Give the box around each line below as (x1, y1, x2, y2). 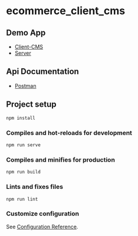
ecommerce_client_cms (6, 4, 126, 18)
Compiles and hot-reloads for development (6, 129, 133, 137)
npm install (6, 115, 35, 121)
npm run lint (6, 196, 38, 202)
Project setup (6, 99, 57, 110)
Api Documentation (6, 67, 80, 77)
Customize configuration (6, 209, 80, 218)
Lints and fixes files (6, 183, 64, 191)
